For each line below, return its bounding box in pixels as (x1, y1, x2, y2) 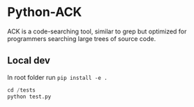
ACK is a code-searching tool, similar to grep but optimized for (7, 27, 187, 35)
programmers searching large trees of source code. (7, 34, 156, 42)
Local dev (7, 55, 51, 67)
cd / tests (7, 86, 36, 94)
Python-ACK (7, 4, 82, 20)
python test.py (7, 93, 52, 100)
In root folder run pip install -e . (7, 73, 108, 81)
